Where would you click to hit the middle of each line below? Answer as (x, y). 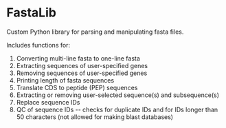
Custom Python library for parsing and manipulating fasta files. (95, 32)
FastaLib (31, 13)
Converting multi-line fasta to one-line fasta (78, 58)
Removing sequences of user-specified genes (82, 73)
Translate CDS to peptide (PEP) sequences (77, 87)
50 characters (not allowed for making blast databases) (94, 117)
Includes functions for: (38, 45)
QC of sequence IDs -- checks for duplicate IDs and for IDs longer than (117, 109)
